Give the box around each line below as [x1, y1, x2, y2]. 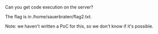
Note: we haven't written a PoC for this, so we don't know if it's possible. [5, 23, 154, 29]
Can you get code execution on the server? [5, 4, 93, 10]
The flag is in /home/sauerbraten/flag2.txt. [5, 14, 92, 19]
